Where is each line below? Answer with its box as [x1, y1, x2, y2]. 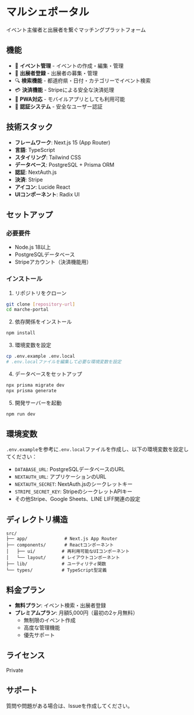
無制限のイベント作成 [23, 617, 76, 624]
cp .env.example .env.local [6, 354, 76, 360]
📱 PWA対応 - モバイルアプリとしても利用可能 [14, 96, 125, 103]
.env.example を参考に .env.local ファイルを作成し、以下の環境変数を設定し [6, 446, 189, 453]
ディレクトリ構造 [6, 514, 68, 525]
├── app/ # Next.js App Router [6, 536, 118, 542]
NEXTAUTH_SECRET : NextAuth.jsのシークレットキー [14, 481, 133, 488]
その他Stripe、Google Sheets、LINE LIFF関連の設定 [14, 495, 141, 503]
